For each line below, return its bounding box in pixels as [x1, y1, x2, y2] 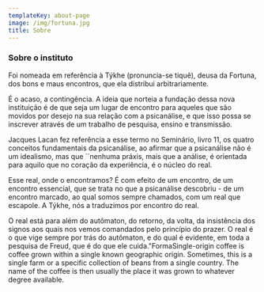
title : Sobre [8, 26, 51, 34]
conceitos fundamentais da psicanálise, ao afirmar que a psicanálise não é [8, 143, 251, 153]
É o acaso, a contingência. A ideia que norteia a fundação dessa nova [8, 94, 236, 104]
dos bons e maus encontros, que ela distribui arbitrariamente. [8, 78, 209, 88]
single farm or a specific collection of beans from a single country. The [8, 258, 239, 267]
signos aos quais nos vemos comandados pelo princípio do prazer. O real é [8, 224, 254, 233]
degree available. [8, 275, 65, 284]
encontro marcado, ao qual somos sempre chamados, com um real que [8, 192, 241, 202]
